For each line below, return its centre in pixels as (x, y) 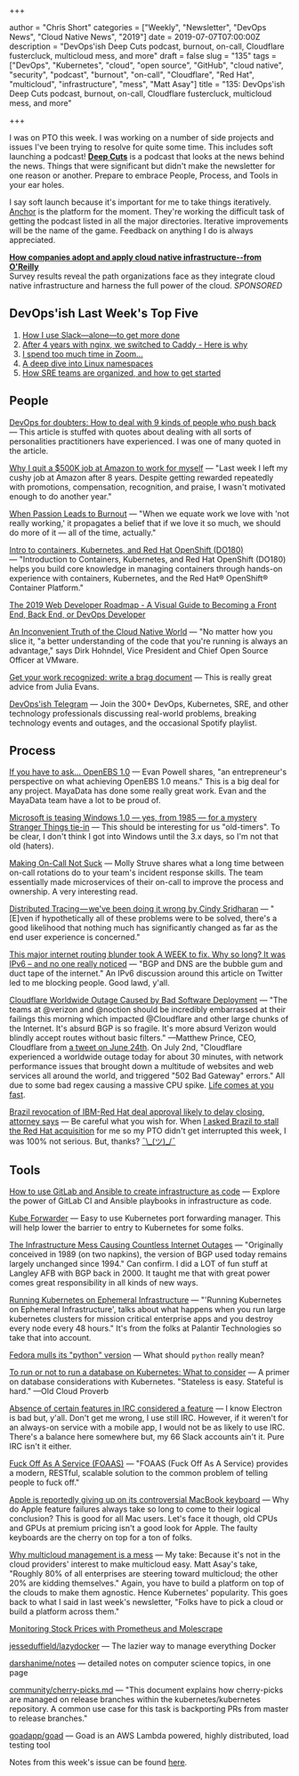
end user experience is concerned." (75, 937)
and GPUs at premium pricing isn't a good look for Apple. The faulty (133, 1529)
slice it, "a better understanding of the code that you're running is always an (149, 641)
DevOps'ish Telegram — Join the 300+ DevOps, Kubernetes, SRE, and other (149, 703)
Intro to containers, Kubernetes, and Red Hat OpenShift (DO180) (126, 549)
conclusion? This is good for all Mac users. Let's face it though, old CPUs (144, 1519)
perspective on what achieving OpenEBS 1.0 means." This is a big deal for (145, 782)
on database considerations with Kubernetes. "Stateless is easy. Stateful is (146, 1382)
